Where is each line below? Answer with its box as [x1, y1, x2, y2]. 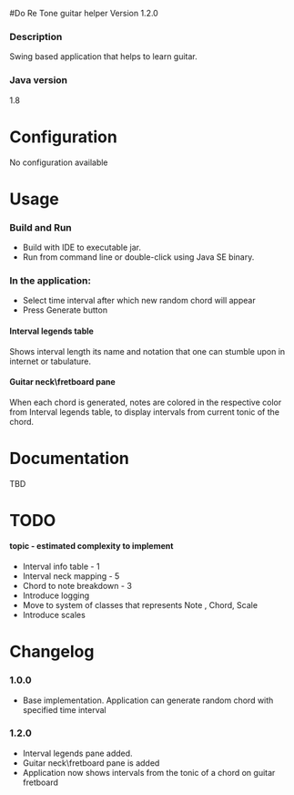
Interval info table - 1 [22, 561, 100, 573]
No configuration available [9, 157, 108, 168]
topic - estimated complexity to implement [9, 541, 174, 552]
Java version [9, 74, 68, 87]
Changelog [9, 642, 95, 662]
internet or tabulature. [9, 356, 92, 367]
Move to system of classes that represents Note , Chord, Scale [22, 600, 258, 611]
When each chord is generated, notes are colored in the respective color [9, 397, 282, 408]
